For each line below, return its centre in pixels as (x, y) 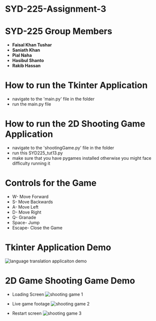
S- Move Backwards (32, 202)
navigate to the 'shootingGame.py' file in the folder (63, 148)
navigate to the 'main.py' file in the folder (53, 99)
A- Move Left (25, 207)
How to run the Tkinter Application (76, 85)
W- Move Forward (30, 196)
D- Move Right (27, 212)
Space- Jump (26, 222)
